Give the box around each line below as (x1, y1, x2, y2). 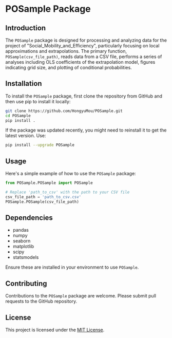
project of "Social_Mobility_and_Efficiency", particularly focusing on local (5, 43, 160, 49)
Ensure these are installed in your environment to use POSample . (5, 264, 139, 270)
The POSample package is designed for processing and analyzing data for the (5, 37, 167, 43)
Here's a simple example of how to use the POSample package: (5, 171, 136, 177)
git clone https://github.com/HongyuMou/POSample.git (5, 108, 123, 114)
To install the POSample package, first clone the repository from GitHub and (5, 93, 163, 99)
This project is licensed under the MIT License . (5, 327, 105, 333)
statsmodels (12, 254, 39, 260)
